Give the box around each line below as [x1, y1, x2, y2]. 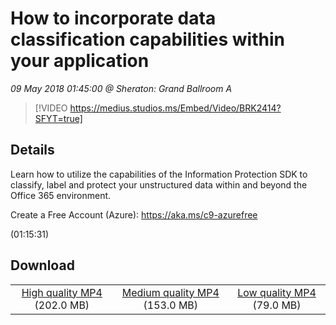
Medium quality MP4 [121, 285, 220, 299]
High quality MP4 [21, 285, 103, 299]
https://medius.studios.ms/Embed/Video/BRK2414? [69, 102, 282, 114]
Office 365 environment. [10, 189, 112, 201]
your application [10, 50, 150, 72]
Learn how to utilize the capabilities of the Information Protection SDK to [10, 168, 308, 180]
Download [10, 257, 75, 274]
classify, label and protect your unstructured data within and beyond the [10, 178, 308, 191]
